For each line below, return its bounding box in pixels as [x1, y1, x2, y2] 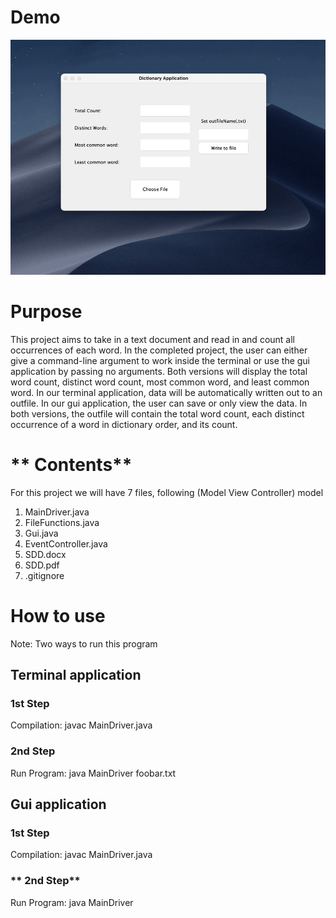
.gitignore [24, 569, 65, 581]
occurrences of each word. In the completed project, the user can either [10, 344, 308, 356]
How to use [10, 604, 106, 627]
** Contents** [10, 453, 133, 476]
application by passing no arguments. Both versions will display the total [10, 365, 308, 377]
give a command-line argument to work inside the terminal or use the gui [10, 354, 311, 366]
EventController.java [24, 537, 108, 550]
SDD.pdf [24, 559, 60, 571]
